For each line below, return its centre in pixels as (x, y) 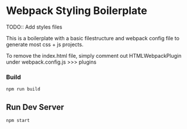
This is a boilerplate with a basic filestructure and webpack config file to (93, 38)
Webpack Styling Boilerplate (77, 11)
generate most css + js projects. (45, 44)
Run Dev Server (35, 107)
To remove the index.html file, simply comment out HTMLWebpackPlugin (94, 55)
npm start (18, 121)
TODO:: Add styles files (34, 27)
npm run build (23, 89)
